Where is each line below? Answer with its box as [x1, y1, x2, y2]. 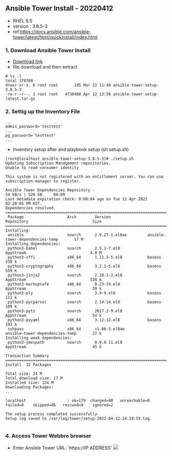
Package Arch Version [7, 214, 111, 220]
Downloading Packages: [5, 385, 54, 390]
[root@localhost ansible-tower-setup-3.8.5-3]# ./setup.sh [5, 156, 134, 162]
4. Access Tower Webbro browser [5, 432, 92, 440]
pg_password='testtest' [5, 133, 56, 138]
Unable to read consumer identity [5, 165, 79, 170]
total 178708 [5, 78, 33, 83]
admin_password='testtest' [5, 124, 63, 129]
